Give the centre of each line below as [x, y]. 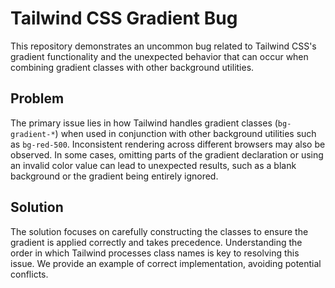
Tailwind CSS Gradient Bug [124, 18]
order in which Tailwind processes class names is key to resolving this [155, 253]
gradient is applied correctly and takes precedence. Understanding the [156, 242]
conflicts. [29, 274]
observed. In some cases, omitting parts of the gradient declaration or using [167, 154]
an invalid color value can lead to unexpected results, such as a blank [153, 165]
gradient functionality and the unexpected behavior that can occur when [159, 56]
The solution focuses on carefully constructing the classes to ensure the [159, 231]
